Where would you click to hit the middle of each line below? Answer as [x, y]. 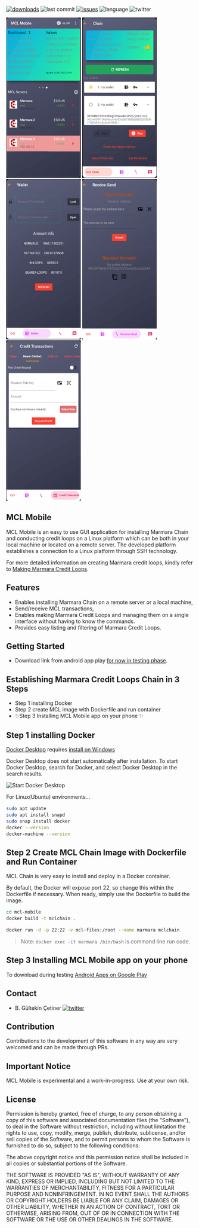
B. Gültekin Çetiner [38, 1008]
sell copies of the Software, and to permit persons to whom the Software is [98, 1139]
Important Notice [38, 1066]
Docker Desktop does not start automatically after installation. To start [92, 761]
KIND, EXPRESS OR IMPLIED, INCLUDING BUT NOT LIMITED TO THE [91, 1181]
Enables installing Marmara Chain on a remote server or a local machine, [104, 602]
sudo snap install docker [38, 821]
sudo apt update [26, 809]
